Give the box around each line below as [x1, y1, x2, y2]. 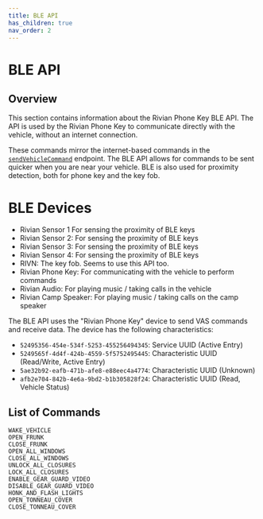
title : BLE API [8, 11, 59, 20]
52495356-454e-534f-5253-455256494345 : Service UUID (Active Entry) [19, 340, 244, 350]
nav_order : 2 [8, 26, 52, 34]
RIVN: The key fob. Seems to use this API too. [19, 259, 169, 269]
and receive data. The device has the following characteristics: [8, 325, 214, 335]
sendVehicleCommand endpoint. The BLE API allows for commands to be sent [8, 154, 254, 164]
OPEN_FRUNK [8, 434, 44, 442]
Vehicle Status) [19, 382, 70, 392]
